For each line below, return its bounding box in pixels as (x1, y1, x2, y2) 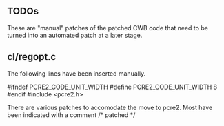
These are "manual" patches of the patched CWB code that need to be (7, 23, 209, 32)
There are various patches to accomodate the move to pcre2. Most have (7, 103, 213, 112)
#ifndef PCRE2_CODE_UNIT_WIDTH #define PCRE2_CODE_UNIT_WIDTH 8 (7, 83, 218, 91)
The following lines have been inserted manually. (7, 69, 146, 78)
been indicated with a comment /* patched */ (7, 110, 136, 119)
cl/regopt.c (7, 51, 57, 63)
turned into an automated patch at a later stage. (7, 31, 143, 39)
